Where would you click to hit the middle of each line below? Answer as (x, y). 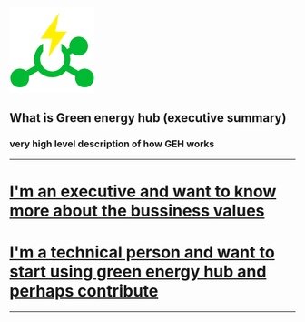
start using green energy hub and (138, 272)
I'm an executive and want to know (143, 191)
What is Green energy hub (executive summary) (148, 118)
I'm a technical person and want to (142, 252)
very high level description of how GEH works (112, 144)
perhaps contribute (84, 292)
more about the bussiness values (137, 211)
